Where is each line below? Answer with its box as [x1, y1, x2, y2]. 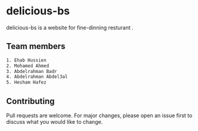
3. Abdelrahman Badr [6, 68, 58, 74]
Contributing [6, 96, 55, 106]
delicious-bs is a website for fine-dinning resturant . [6, 24, 134, 31]
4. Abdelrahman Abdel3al [6, 74, 68, 80]
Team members [6, 41, 66, 51]
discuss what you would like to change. [6, 118, 103, 125]
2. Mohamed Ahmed [6, 63, 49, 69]
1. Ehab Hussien [6, 57, 47, 63]
